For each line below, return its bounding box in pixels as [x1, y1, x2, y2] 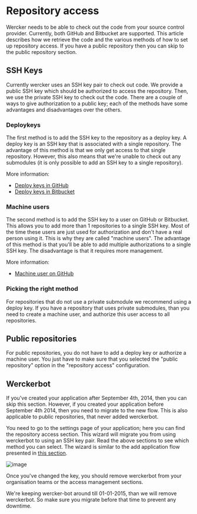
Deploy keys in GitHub [14, 182, 69, 189]
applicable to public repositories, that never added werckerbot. [6, 413, 159, 421]
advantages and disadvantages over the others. [6, 106, 122, 113]
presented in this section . [6, 449, 68, 456]
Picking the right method [6, 285, 78, 293]
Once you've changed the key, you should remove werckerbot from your [6, 472, 182, 479]
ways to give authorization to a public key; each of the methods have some [6, 100, 188, 107]
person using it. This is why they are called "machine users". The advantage [6, 235, 191, 242]
